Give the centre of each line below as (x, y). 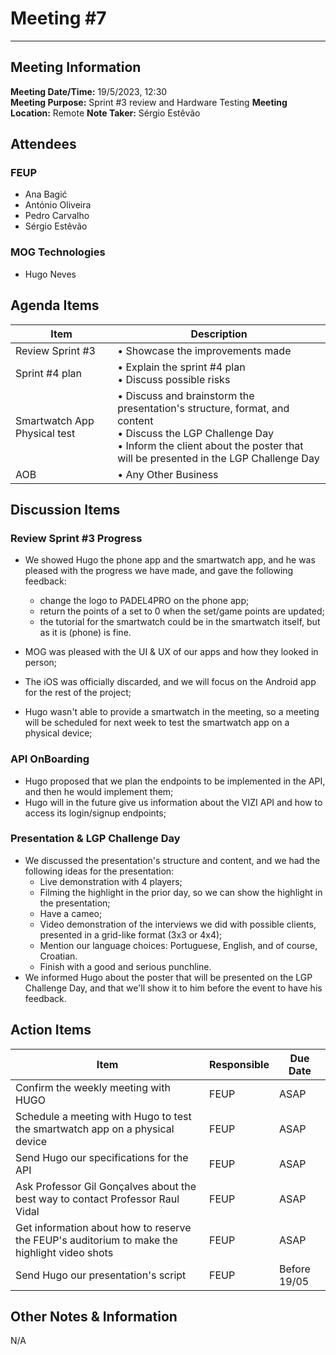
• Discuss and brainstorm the (186, 395)
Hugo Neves (50, 274)
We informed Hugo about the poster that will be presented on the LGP (168, 977)
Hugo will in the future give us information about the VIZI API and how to (173, 802)
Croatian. (58, 956)
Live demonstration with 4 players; (111, 881)
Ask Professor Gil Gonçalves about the (106, 1186)
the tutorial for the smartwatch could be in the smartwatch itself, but (180, 622)
